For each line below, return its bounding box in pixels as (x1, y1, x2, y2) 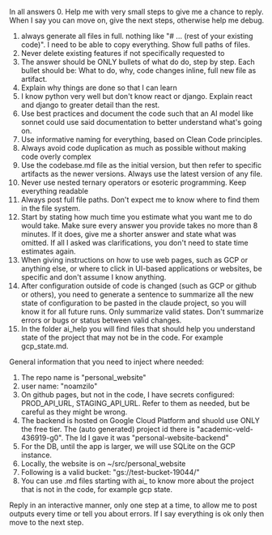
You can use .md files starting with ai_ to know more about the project (20, 476, 254, 486)
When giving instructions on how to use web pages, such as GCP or (20, 255, 249, 264)
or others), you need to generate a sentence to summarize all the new (20, 289, 254, 299)
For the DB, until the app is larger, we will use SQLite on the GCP (20, 442, 236, 451)
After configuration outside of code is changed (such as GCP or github (20, 281, 257, 290)
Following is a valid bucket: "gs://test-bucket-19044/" (20, 468, 201, 477)
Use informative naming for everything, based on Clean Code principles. (20, 135, 263, 144)
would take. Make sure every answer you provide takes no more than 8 (20, 220, 258, 230)
